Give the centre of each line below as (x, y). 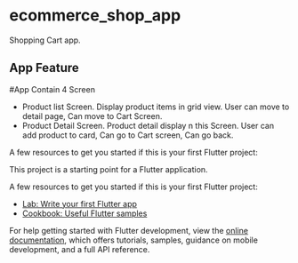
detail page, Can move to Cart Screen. (92, 116)
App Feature (44, 68)
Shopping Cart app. (45, 40)
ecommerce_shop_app (95, 16)
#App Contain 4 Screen (52, 89)
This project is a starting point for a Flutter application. (109, 169)
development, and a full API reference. (80, 249)
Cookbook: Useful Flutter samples (85, 213)
